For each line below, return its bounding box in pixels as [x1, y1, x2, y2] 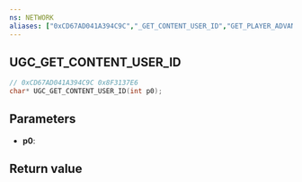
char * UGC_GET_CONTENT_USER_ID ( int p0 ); [9, 87, 164, 96]
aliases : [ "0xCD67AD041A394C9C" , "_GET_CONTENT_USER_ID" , [9, 22, 227, 30]
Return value [9, 161, 83, 177]
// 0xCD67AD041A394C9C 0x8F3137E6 [9, 78, 139, 88]
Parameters [9, 111, 76, 126]
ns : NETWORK [9, 13, 54, 22]
